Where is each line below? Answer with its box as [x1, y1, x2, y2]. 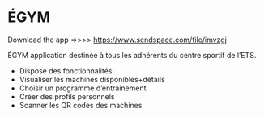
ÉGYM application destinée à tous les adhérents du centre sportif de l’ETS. [7, 50, 257, 60]
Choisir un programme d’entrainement [19, 83, 147, 93]
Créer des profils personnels [19, 91, 115, 101]
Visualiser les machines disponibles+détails [19, 74, 165, 84]
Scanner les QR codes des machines [19, 100, 143, 110]
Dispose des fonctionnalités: [19, 65, 115, 76]
